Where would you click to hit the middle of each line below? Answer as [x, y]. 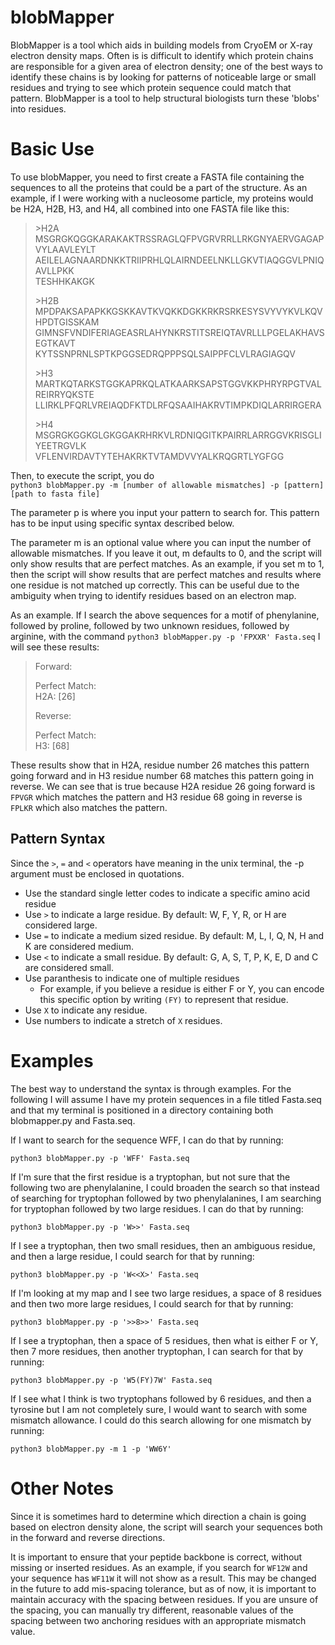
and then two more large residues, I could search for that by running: [152, 1303]
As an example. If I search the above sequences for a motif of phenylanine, [165, 615]
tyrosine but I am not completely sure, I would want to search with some [159, 1409]
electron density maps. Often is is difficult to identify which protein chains [162, 55]
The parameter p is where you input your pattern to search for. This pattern [165, 512]
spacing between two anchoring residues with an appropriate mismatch [158, 1620]
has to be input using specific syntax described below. [122, 523]
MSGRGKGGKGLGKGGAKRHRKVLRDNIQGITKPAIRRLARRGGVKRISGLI [178, 435]
